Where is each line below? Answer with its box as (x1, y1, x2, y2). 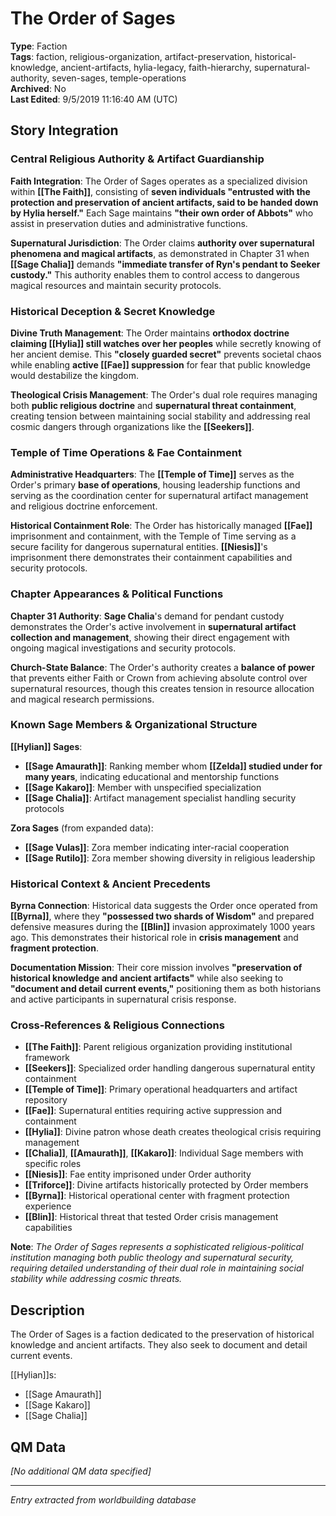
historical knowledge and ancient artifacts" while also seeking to (10, 972, 284, 984)
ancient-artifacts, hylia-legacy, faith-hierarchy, (60, 61, 252, 73)
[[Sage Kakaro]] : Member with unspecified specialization (24, 781, 262, 793)
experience (24, 1200, 72, 1212)
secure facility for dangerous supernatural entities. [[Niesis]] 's (10, 541, 268, 553)
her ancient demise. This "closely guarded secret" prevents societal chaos (10, 348, 322, 360)
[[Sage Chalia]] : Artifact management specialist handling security (24, 792, 297, 804)
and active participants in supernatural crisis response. (10, 993, 237, 1006)
